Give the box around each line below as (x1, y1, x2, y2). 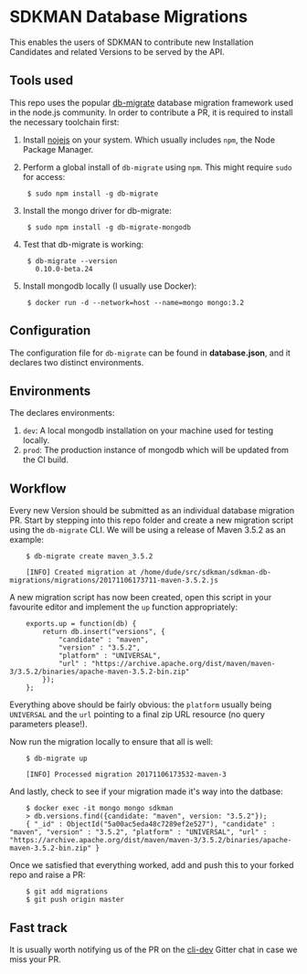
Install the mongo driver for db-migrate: (22, 205, 172, 216)
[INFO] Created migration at (26, 568, 137, 577)
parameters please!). (9, 719, 89, 730)
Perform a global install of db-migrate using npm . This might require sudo (22, 162, 292, 173)
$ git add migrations (26, 887, 108, 896)
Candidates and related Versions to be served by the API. (9, 46, 226, 57)
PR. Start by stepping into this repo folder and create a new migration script (9, 514, 294, 526)
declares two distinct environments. (9, 356, 144, 367)
